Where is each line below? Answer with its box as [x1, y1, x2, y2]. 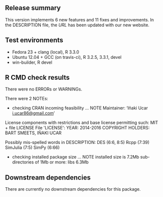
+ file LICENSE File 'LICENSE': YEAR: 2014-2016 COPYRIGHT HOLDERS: [5, 125, 150, 131]
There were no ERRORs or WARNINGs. [5, 86, 83, 92]
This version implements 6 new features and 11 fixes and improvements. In [5, 17, 154, 22]
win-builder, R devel [12, 59, 53, 65]
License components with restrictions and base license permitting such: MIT [5, 120, 158, 125]
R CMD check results [5, 73, 70, 82]
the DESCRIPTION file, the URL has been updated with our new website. [5, 22, 150, 28]
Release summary [5, 4, 61, 12]
